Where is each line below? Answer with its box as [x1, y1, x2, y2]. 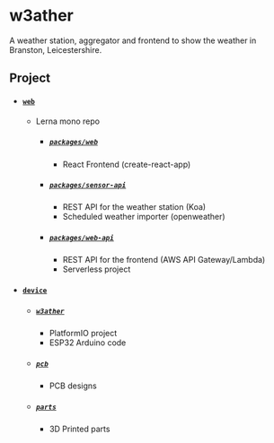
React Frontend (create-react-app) [62, 159, 191, 169]
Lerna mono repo [35, 116, 101, 126]
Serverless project [62, 264, 131, 274]
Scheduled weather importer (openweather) [62, 212, 226, 222]
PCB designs [49, 380, 97, 391]
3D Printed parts [49, 423, 110, 434]
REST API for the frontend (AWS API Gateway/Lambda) [62, 255, 266, 265]
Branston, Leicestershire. [9, 44, 102, 55]
